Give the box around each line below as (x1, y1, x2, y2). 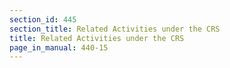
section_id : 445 (9, 14, 77, 25)
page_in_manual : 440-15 (9, 42, 109, 53)
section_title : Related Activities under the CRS (9, 24, 221, 34)
